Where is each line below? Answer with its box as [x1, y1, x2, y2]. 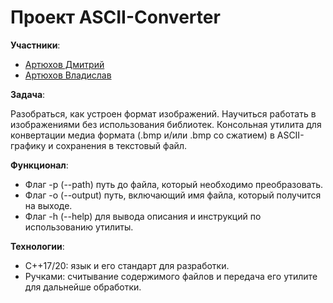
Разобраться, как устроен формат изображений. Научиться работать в [10, 107, 317, 120]
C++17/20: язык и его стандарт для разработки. [24, 259, 230, 271]
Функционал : [10, 159, 69, 171]
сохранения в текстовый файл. [55, 139, 187, 151]
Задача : [10, 88, 46, 100]
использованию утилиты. [24, 221, 134, 233]
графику [10, 139, 47, 151]
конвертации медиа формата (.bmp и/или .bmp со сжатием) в [10, 129, 275, 141]
